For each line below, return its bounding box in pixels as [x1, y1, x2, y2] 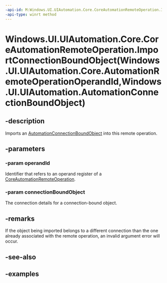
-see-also [5, 253, 36, 261]
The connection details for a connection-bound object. [5, 200, 117, 206]
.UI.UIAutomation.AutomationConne [5, 86, 159, 98]
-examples [5, 270, 39, 279]
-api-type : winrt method [5, 12, 57, 17]
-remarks [5, 214, 35, 223]
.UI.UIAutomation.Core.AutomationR [5, 65, 160, 76]
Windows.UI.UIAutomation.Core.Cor [5, 33, 159, 45]
